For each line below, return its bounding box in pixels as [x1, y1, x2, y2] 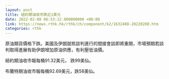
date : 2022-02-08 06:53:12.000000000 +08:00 [5, 17, 100, 22]
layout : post [5, 7, 33, 13]
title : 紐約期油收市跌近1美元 [5, 12, 61, 17]
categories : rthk [5, 26, 42, 31]
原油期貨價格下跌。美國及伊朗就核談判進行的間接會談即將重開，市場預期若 [5, 41, 159, 47]
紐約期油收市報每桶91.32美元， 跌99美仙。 [5, 57, 94, 63]
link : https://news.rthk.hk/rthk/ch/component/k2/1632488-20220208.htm [5, 21, 158, 27]
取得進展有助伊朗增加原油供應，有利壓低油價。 [9, 47, 107, 53]
